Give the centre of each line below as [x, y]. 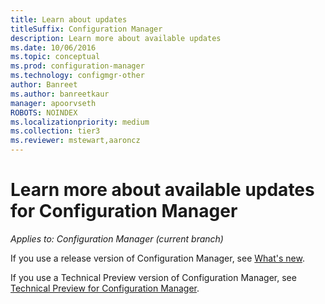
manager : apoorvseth [53, 103]
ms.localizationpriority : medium [80, 122]
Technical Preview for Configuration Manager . [105, 288]
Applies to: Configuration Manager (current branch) [117, 238]
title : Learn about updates [69, 19]
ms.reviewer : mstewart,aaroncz [75, 141]
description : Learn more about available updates [116, 38]
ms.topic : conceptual [55, 57]
